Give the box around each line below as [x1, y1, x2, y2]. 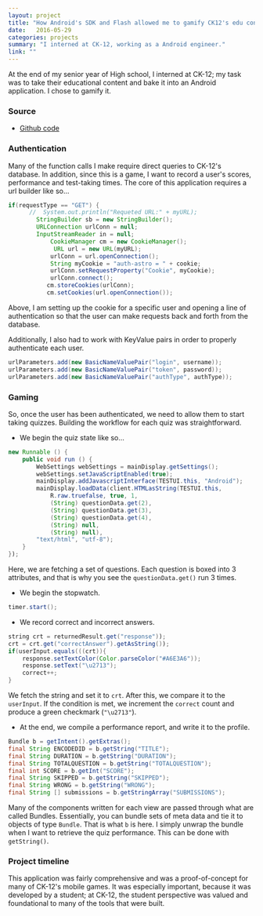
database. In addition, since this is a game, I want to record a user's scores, [8, 170, 252, 179]
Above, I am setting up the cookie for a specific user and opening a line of [8, 303, 247, 312]
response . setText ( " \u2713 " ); [22, 662, 117, 670]
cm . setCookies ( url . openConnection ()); [46, 289, 174, 297]
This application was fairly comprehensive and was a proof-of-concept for [8, 874, 249, 883]
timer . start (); [8, 604, 58, 611]
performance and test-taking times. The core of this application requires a [8, 177, 247, 187]
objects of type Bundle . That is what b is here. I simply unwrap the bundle [8, 819, 244, 829]
